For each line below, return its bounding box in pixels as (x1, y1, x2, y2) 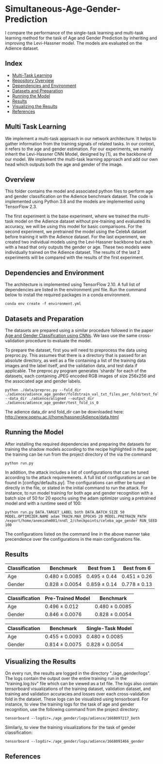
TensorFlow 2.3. (5, 204, 37, 210)
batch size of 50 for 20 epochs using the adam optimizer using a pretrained (5, 495, 156, 501)
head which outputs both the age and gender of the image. (5, 161, 123, 167)
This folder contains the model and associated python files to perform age (5, 188, 154, 194)
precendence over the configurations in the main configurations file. (5, 536, 142, 542)
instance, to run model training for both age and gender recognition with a (5, 490, 153, 496)
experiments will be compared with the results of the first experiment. (5, 254, 145, 261)
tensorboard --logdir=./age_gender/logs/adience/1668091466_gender (5, 739, 145, 744)
